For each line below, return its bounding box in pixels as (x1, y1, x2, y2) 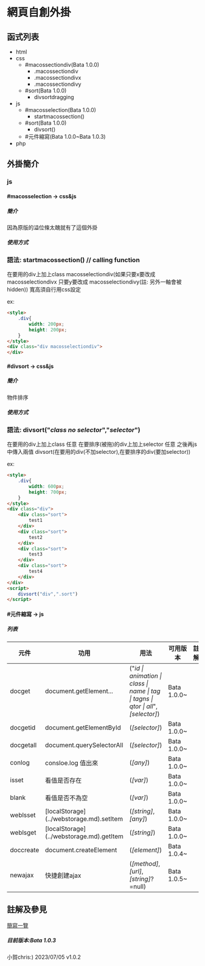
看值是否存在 (45, 776, 82, 785)
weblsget (10, 828, 36, 836)
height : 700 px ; (29, 489, 68, 495)
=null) (129, 882, 147, 891)
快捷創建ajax (45, 871, 82, 880)
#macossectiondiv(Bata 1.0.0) (24, 61, 100, 68)
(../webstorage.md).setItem (45, 815, 123, 823)
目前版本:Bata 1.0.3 (7, 937, 57, 944)
